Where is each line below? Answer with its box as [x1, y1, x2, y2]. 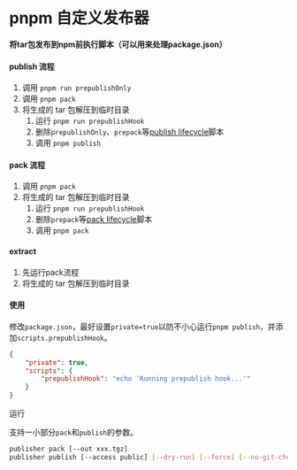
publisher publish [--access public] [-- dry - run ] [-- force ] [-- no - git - [9, 452, 278, 461]
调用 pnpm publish [34, 138, 102, 149]
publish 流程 [9, 61, 55, 72]
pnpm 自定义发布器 [9, 8, 149, 28]
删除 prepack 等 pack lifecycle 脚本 [34, 214, 153, 225]
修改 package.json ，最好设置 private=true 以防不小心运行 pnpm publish [9, 320, 261, 332]
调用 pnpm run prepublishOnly [21, 82, 132, 93]
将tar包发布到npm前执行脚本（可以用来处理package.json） [9, 39, 227, 50]
